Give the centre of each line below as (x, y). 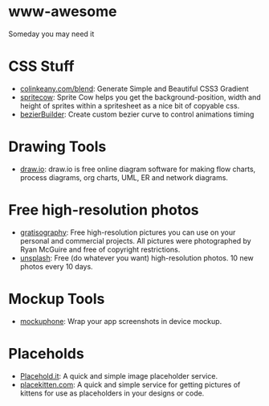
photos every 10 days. (57, 266)
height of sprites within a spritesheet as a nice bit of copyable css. (130, 105)
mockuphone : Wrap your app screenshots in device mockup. (121, 321)
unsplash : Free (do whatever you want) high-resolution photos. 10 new (137, 258)
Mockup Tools (57, 299)
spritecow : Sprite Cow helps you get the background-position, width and (140, 97)
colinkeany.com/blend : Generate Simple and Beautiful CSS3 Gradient (134, 88)
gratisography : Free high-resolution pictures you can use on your (128, 232)
